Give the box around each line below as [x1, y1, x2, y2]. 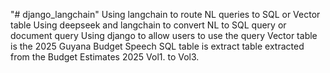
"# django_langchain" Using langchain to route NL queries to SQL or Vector [10, 9, 321, 20]
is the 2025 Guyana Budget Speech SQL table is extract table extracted [10, 40, 305, 52]
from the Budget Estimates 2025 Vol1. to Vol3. [10, 51, 200, 63]
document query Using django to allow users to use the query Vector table [10, 30, 318, 41]
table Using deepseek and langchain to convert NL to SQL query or [10, 19, 287, 31]
